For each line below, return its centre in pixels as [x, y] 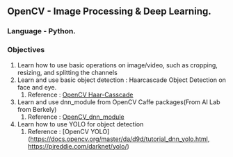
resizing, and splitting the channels [67, 72]
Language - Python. [42, 31]
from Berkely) [37, 109]
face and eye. [37, 87]
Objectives [26, 50]
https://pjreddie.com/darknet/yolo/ [77, 146]
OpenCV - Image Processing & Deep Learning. [109, 11]
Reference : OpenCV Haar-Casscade [80, 94]
